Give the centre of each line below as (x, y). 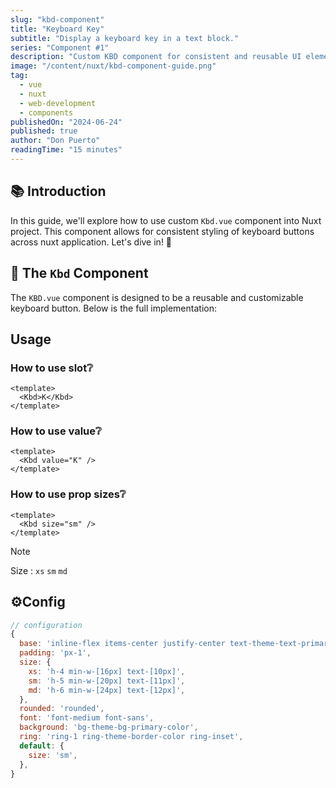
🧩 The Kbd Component (79, 273)
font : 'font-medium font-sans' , (87, 718)
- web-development (58, 103)
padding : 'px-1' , (55, 653)
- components (46, 112)
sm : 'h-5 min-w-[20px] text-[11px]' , (107, 681)
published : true (44, 131)
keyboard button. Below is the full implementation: (113, 308)
